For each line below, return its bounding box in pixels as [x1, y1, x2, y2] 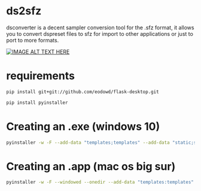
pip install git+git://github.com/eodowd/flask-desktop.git [6, 88, 160, 95]
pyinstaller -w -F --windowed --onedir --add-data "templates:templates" [6, 179, 194, 186]
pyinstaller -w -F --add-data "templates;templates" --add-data [6, 139, 170, 146]
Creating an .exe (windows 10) [6, 119, 160, 133]
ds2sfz [6, 4, 42, 18]
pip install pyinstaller [6, 100, 68, 106]
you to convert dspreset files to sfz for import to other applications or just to [6, 30, 193, 37]
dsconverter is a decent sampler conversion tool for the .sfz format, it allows [6, 24, 194, 31]
